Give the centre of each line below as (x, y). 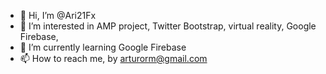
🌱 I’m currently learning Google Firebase (103, 47)
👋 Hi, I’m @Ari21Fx (58, 15)
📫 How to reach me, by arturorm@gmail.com (113, 58)
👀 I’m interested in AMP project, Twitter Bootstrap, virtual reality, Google (168, 26)
